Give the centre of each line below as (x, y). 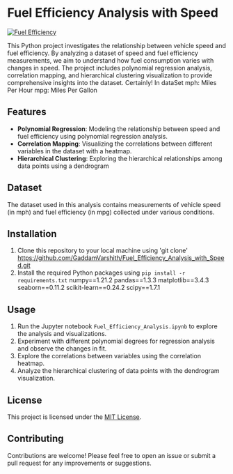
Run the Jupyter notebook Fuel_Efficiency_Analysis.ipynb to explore (117, 326)
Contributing (35, 439)
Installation (32, 234)
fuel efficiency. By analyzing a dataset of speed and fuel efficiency (103, 53)
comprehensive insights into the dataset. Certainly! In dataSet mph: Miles (112, 82)
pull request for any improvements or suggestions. (79, 463)
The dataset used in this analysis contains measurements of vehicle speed (114, 204)
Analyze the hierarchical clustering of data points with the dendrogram (119, 371)
